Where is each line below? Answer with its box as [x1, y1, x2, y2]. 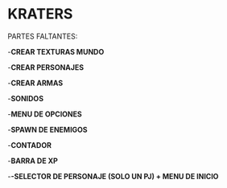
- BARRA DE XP [7, 156, 58, 166]
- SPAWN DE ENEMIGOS [7, 125, 88, 134]
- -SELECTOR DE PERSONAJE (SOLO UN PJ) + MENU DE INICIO [7, 171, 219, 181]
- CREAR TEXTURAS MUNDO [7, 47, 105, 56]
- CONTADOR [7, 140, 52, 149]
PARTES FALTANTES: [7, 31, 78, 41]
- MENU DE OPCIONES [7, 109, 82, 119]
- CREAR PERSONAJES [7, 62, 85, 72]
